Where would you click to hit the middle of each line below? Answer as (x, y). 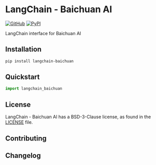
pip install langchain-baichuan (39, 61)
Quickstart (23, 77)
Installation (23, 49)
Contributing (26, 138)
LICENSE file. (19, 122)
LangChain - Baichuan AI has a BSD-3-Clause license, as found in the (78, 117)
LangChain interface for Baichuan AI (43, 33)
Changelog (23, 156)
